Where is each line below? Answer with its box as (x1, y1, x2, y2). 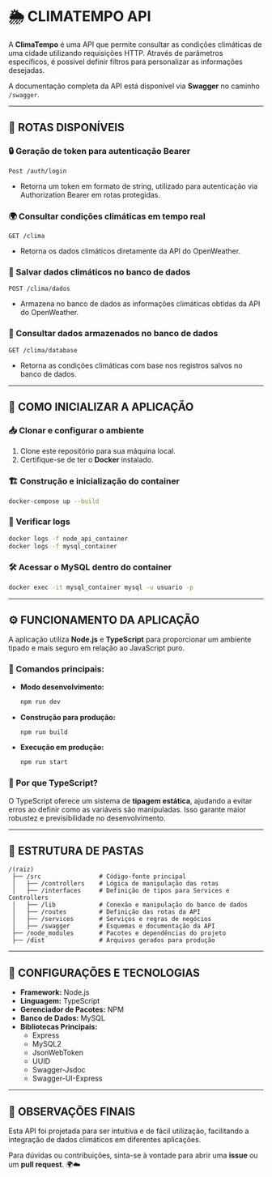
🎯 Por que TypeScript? (8, 778, 99, 789)
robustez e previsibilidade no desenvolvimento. (8, 812, 166, 823)
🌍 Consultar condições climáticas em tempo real (8, 211, 206, 222)
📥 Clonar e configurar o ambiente (8, 424, 144, 436)
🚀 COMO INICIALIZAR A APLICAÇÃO (8, 399, 194, 414)
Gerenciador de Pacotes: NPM (19, 1004, 124, 1014)
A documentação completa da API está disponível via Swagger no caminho (8, 81, 261, 91)
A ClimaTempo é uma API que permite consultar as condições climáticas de (8, 39, 262, 49)
